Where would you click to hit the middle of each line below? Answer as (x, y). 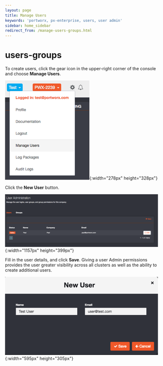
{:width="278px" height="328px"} (123, 178)
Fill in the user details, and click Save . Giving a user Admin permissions (76, 259)
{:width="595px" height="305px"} (39, 359)
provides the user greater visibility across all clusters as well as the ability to (81, 265)
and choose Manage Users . (33, 74)
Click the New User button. (32, 188)
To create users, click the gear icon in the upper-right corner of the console (81, 69)
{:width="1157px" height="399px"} (40, 250)
